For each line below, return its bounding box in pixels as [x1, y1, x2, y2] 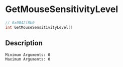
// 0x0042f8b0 [5, 20, 35, 25]
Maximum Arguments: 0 [5, 56, 51, 61]
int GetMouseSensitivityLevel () [5, 25, 73, 30]
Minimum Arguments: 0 [5, 52, 51, 57]
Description [5, 39, 43, 47]
